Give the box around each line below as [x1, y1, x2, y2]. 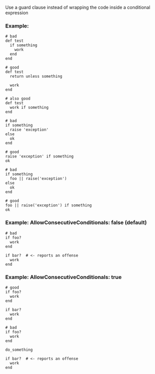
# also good [5, 96, 30, 101]
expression [5, 10, 29, 16]
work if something [10, 105, 49, 110]
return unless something [10, 74, 63, 79]
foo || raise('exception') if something [5, 203, 92, 208]
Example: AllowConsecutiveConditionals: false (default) [5, 219, 147, 226]
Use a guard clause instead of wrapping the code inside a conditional [5, 5, 151, 10]
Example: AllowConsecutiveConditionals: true [5, 273, 122, 280]
